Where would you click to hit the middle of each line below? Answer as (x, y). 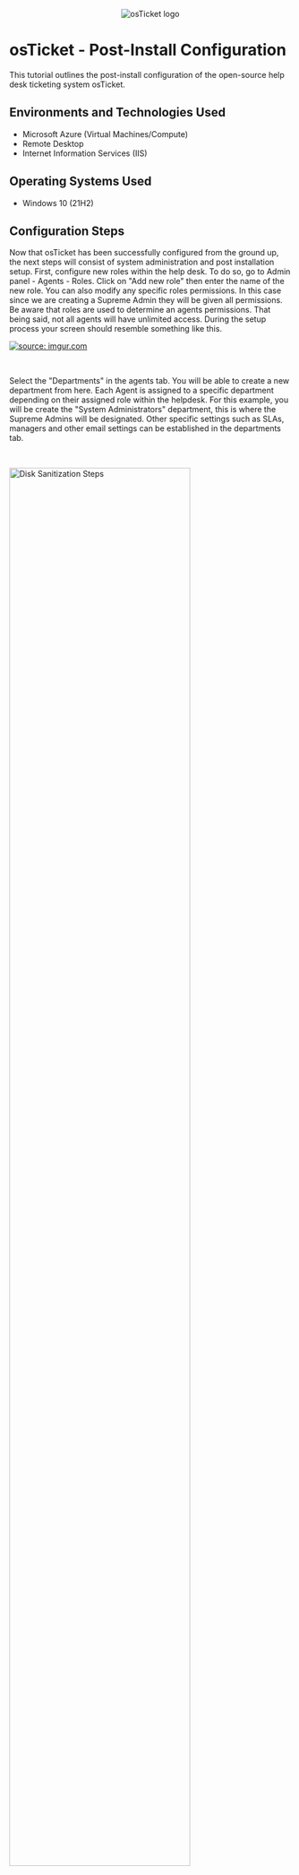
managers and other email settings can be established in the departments (145, 428)
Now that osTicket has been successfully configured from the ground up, (144, 253)
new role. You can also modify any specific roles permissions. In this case (145, 290)
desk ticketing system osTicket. (67, 84)
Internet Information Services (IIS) (85, 153)
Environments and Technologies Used (118, 112)
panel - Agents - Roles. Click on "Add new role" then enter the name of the (147, 281)
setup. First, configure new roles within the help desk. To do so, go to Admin (150, 272)
